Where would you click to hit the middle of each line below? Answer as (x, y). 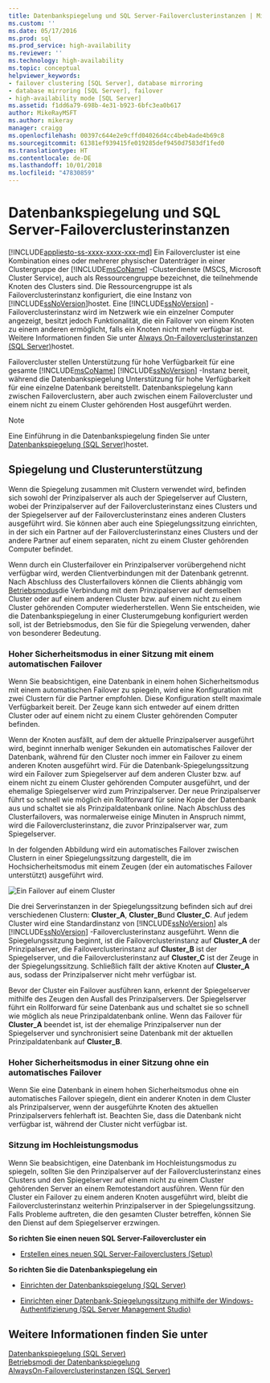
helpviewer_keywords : (45, 76)
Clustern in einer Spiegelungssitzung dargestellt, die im (100, 858)
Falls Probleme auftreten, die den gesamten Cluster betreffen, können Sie (130, 1214)
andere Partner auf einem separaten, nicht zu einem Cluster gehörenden (129, 540)
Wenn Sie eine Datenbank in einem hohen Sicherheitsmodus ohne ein (124, 1090)
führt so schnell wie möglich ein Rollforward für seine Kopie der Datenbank (133, 800)
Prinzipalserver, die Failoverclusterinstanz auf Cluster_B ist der (113, 949)
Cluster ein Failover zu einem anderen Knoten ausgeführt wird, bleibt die (128, 1197)
